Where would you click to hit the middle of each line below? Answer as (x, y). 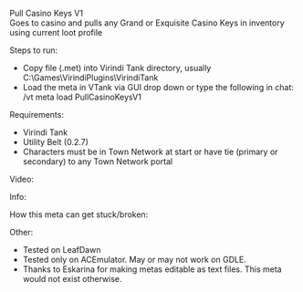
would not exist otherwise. (72, 279)
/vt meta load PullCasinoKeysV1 (82, 97)
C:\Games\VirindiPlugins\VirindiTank (90, 78)
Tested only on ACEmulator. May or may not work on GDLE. (134, 260)
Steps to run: (34, 50)
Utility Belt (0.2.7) (56, 142)
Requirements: (37, 115)
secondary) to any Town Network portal (98, 162)
